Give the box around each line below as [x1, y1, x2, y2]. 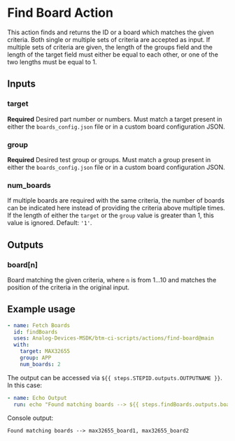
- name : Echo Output [7, 394, 68, 401]
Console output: [7, 414, 54, 422]
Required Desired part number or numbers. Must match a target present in [7, 115, 222, 123]
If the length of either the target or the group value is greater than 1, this [7, 211, 215, 219]
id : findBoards [13, 328, 58, 335]
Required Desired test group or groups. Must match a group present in [7, 155, 211, 164]
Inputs [7, 78, 36, 90]
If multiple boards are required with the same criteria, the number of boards [7, 196, 225, 205]
